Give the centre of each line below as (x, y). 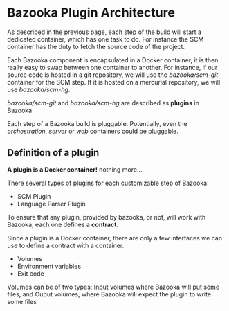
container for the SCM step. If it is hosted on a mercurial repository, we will (114, 82)
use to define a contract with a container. (66, 245)
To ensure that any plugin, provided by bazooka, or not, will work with (107, 217)
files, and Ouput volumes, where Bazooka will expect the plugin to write (109, 294)
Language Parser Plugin (51, 204)
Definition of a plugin (53, 153)
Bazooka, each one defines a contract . (63, 224)
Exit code (30, 273)
